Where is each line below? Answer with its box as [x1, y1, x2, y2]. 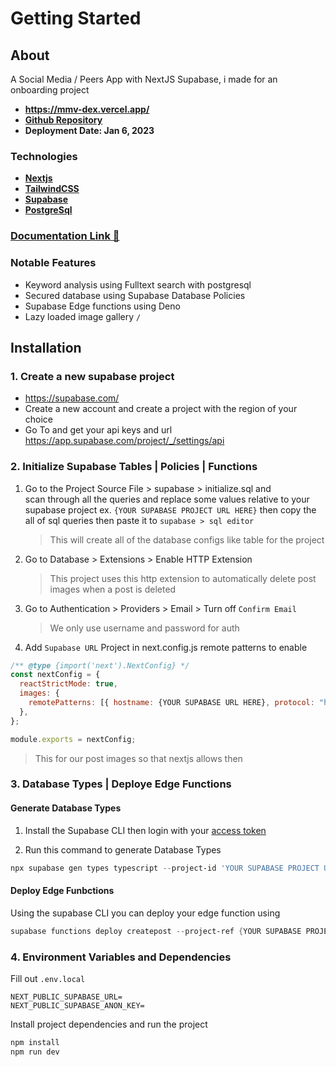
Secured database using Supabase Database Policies [24, 289, 246, 301]
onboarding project [10, 84, 90, 96]
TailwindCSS [24, 183, 80, 195]
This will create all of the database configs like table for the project [49, 533, 325, 546]
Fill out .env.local [10, 972, 86, 984]
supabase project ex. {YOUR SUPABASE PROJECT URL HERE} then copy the [24, 503, 317, 516]
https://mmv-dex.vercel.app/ [24, 103, 150, 115]
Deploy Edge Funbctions [10, 885, 115, 897]
